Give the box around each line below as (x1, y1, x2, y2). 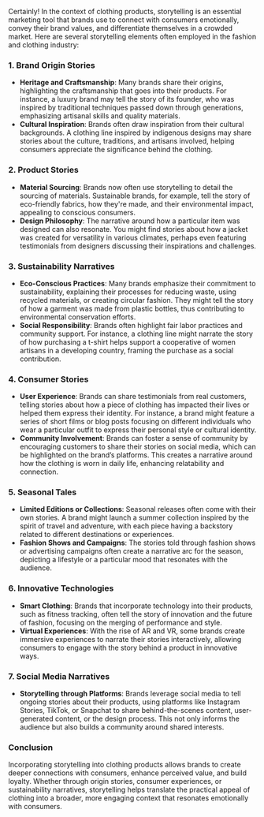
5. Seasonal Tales (8, 487, 77, 498)
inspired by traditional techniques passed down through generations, (19, 103, 244, 113)
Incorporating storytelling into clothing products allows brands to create (8, 760, 242, 770)
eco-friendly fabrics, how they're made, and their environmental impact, (19, 199, 255, 208)
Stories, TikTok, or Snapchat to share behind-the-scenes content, (19, 706, 233, 715)
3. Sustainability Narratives (8, 260, 116, 271)
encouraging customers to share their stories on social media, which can (19, 442, 256, 452)
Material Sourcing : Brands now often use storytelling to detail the (19, 182, 233, 192)
